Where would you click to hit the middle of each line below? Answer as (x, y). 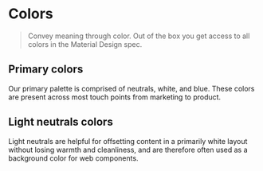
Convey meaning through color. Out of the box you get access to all (139, 36)
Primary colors (46, 70)
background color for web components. (73, 158)
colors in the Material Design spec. (85, 44)
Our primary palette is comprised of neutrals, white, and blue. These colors (131, 88)
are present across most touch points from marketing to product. (115, 97)
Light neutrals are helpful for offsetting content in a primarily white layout (128, 141)
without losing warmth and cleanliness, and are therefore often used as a (128, 150)
